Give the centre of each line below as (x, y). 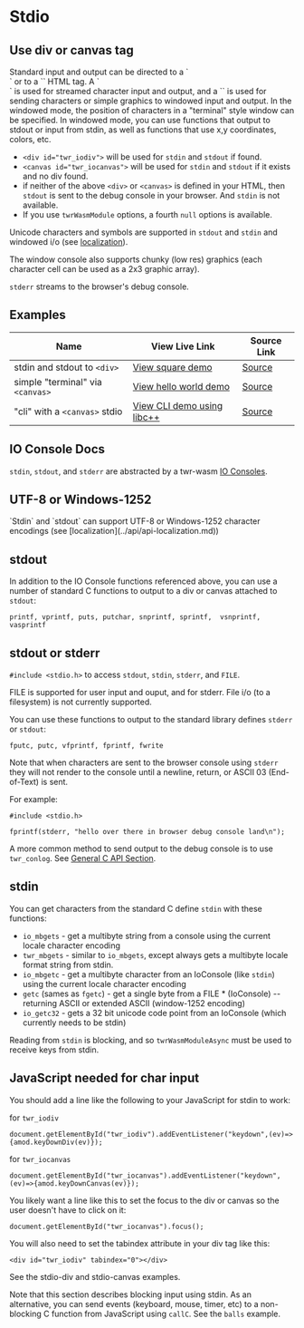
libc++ (146, 417)
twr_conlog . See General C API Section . (83, 858)
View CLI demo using (178, 405)
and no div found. (55, 176)
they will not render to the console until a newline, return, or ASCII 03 (138, 772)
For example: (34, 800)
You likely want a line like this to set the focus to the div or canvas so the (144, 1200)
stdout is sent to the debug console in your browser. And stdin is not (151, 195)
